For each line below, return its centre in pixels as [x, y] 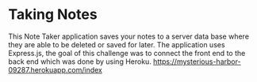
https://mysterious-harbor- [197, 61]
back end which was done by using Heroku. [80, 61]
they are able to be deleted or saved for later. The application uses [117, 44]
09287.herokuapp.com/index [56, 69]
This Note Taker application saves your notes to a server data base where [129, 36]
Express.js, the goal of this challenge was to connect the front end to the [127, 53]
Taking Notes [53, 15]
